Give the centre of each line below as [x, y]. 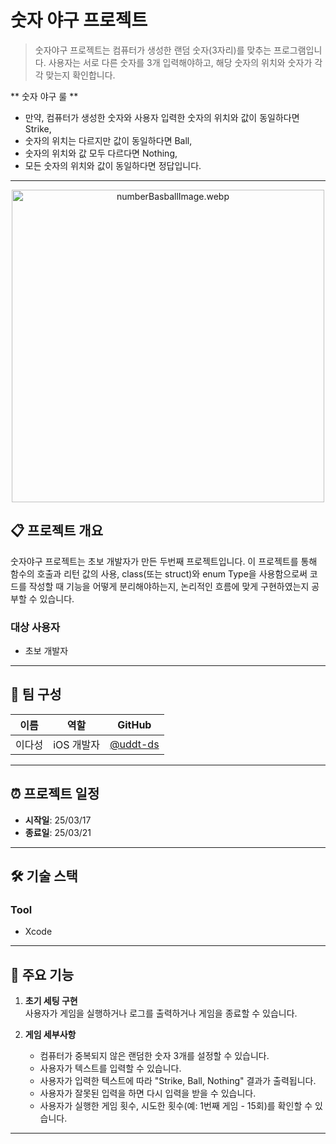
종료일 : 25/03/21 [58, 832]
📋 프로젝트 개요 [56, 531]
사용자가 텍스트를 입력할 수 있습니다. [110, 1068]
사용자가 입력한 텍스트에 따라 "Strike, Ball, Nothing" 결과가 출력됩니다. [178, 1081]
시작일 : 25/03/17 [58, 820]
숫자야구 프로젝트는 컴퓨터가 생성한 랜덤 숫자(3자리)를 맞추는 [153, 50]
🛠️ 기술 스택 [44, 876]
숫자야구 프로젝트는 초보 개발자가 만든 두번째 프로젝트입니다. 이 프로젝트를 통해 [164, 561]
